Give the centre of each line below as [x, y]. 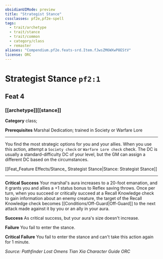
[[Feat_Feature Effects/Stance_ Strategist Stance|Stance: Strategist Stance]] [81, 169]
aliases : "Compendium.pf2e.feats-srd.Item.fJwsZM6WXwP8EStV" [68, 50]
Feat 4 [15, 96]
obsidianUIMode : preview [30, 9]
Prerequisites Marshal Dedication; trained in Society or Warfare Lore [74, 130]
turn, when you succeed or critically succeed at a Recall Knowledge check [80, 193]
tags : [10, 23]
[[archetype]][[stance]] [33, 110]
